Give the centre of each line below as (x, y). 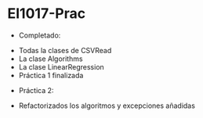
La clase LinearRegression (62, 66)
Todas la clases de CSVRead (65, 50)
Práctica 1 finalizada (51, 75)
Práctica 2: (36, 90)
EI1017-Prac (47, 14)
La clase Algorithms (51, 59)
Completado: (40, 35)
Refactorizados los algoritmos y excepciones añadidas (107, 105)
